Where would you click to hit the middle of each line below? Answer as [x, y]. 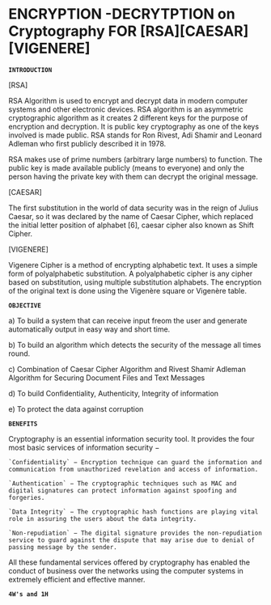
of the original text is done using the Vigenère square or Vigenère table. [127, 290]
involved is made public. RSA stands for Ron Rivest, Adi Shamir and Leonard [135, 135]
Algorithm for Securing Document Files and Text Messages [107, 378]
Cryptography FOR [73, 31]
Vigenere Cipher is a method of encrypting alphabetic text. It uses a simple [133, 264]
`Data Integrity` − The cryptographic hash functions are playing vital [133, 512]
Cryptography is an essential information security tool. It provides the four [131, 438]
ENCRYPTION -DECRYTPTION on [122, 14]
